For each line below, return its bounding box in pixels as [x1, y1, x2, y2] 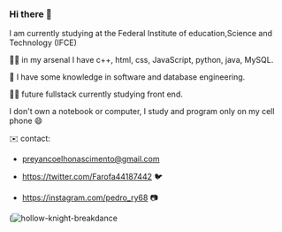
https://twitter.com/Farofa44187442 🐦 [21, 172, 164, 182]
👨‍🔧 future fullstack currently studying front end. [9, 89, 183, 100]
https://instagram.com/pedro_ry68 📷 [21, 192, 159, 203]
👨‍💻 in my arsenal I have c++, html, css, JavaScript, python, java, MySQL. [9, 55, 274, 66]
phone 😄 [9, 115, 43, 127]
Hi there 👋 [9, 8, 53, 20]
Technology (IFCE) [9, 37, 78, 48]
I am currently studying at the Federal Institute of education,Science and [9, 28, 272, 39]
